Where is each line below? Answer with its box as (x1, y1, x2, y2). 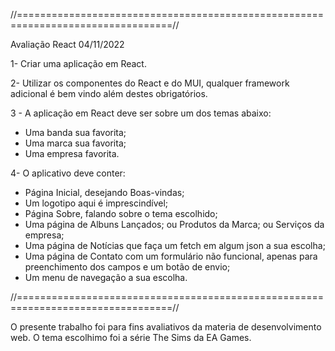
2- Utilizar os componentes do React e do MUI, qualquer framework (10, 77, 290, 89)
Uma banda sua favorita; (24, 127, 127, 138)
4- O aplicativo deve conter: (10, 167, 126, 179)
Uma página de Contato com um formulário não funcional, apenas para (24, 250, 318, 262)
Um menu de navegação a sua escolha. (24, 272, 188, 283)
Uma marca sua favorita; (24, 137, 127, 149)
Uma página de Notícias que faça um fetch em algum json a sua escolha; (24, 240, 326, 251)
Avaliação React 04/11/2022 (10, 39, 125, 50)
